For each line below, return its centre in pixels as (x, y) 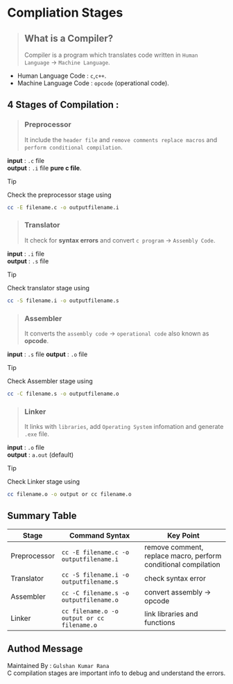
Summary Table (42, 516)
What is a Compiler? (69, 38)
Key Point (183, 535)
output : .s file (28, 261)
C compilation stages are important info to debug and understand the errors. (116, 673)
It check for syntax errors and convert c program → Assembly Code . (120, 240)
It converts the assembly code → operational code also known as (116, 333)
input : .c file (26, 160)
